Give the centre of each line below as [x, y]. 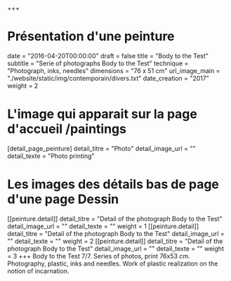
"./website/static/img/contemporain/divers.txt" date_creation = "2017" [108, 78]
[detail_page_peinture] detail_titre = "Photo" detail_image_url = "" [101, 148]
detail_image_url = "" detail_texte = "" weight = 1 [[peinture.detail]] [103, 226]
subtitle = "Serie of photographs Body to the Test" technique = [98, 63]
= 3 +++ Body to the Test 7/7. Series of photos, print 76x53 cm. [99, 256]
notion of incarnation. [38, 270]
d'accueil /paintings [67, 129]
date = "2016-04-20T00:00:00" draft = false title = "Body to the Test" [108, 55]
